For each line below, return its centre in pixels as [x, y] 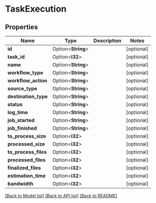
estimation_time [27, 176]
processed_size [26, 144]
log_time [18, 112]
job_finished [22, 128]
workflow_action [27, 81]
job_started [21, 120]
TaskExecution [36, 9]
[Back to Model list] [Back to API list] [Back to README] [61, 196]
